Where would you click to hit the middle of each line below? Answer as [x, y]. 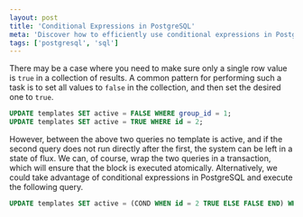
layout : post [34, 18]
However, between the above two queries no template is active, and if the [146, 139]
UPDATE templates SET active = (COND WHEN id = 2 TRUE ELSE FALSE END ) [147, 203]
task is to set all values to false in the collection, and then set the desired [145, 87]
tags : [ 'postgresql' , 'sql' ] [64, 43]
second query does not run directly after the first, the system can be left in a [151, 149]
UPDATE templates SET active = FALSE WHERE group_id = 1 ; [120, 113]
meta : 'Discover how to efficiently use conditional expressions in [141, 34]
